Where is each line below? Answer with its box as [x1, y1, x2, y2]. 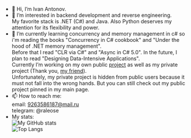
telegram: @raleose [11, 107, 60, 114]
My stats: [11, 114, 34, 120]
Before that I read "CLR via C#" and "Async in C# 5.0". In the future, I [11, 49, 178, 55]
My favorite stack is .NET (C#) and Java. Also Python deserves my [11, 18, 172, 24]
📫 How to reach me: [11, 93, 62, 99]
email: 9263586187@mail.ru [11, 101, 79, 108]
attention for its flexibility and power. [11, 24, 100, 31]
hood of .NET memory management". [11, 43, 102, 49]
